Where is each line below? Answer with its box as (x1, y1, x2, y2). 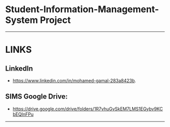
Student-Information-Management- (5, 4, 159, 15)
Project (39, 14, 71, 26)
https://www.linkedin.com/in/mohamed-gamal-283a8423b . (12, 77, 137, 83)
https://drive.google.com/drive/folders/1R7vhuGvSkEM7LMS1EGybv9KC (12, 106, 163, 112)
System (5, 14, 38, 26)
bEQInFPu (12, 111, 34, 117)
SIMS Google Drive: (5, 92, 68, 101)
